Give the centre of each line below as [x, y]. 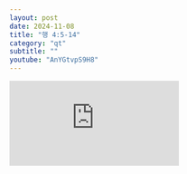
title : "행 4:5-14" [45, 34]
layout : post [34, 18]
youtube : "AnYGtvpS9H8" [54, 60]
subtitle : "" [34, 52]
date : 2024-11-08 [42, 26]
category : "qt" [38, 43]
